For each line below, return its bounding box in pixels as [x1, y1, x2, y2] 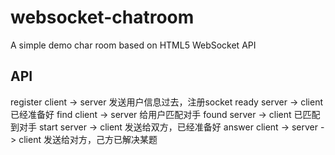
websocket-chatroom [10, 6, 195, 29]
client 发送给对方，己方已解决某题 [18, 133, 158, 145]
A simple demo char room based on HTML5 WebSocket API [10, 39, 257, 51]
